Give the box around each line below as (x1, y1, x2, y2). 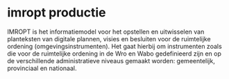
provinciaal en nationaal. (7, 64, 77, 72)
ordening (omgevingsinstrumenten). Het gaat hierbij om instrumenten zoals (7, 42, 222, 50)
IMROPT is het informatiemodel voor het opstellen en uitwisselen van (7, 27, 205, 36)
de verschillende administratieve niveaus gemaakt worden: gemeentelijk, (7, 56, 215, 65)
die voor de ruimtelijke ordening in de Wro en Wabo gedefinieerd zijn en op (7, 49, 222, 58)
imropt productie (7, 5, 106, 21)
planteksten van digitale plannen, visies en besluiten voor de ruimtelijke (7, 34, 211, 43)
